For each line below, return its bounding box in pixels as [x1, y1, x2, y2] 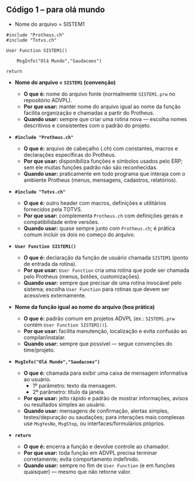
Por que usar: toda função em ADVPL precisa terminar [23, 449, 158, 456]
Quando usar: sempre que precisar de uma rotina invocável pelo [23, 279, 182, 286]
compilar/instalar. [23, 334, 66, 341]
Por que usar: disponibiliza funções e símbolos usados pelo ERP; [23, 157, 183, 164]
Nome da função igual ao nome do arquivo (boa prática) [14, 303, 155, 311]
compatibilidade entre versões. [23, 218, 100, 225]
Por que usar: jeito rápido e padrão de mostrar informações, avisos [23, 394, 188, 401]
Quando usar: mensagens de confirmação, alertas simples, [23, 407, 170, 414]
